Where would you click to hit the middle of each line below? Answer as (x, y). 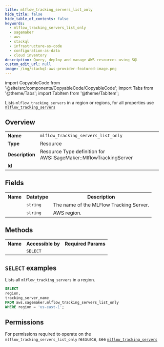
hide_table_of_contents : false (37, 19)
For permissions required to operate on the (48, 334)
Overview (20, 122)
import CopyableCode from (32, 83)
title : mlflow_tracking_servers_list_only (49, 10)
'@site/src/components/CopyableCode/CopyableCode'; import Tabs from (79, 88)
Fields (15, 183)
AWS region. (67, 213)
